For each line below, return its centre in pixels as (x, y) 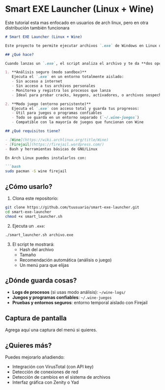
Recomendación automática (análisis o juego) (66, 260)
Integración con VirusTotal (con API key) (53, 366)
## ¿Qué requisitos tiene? (33, 131)
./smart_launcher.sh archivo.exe (39, 235)
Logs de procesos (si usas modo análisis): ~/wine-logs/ (69, 292)
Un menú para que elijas (44, 265)
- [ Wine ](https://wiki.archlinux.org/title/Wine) (57, 140)
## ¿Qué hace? (20, 54)
